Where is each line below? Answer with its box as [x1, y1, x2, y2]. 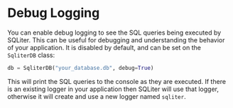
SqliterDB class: [7, 51, 55, 59]
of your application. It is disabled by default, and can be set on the [7, 43, 201, 52]
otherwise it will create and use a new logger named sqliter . [7, 92, 186, 100]
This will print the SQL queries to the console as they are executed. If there [7, 77, 226, 85]
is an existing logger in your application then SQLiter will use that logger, [7, 85, 219, 93]
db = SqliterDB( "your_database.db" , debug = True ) [7, 64, 154, 71]
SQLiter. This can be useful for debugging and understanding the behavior [7, 35, 225, 44]
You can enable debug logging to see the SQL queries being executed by [7, 28, 222, 37]
